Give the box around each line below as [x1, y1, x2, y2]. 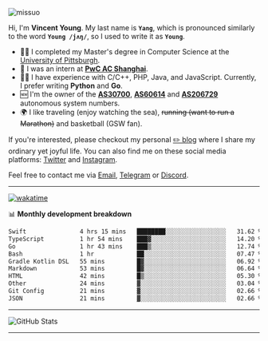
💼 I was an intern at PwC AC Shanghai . [19, 64, 149, 73]
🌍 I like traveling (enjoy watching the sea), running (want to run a [19, 108, 235, 117]
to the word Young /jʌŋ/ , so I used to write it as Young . [8, 32, 185, 41]
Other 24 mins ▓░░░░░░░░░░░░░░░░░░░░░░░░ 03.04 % [8, 280, 262, 287]
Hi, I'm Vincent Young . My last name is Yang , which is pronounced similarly [8, 23, 255, 32]
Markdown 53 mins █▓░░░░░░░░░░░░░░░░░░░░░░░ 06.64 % [8, 264, 262, 273]
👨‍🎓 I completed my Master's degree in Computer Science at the [19, 47, 230, 56]
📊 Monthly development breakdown [8, 209, 132, 219]
